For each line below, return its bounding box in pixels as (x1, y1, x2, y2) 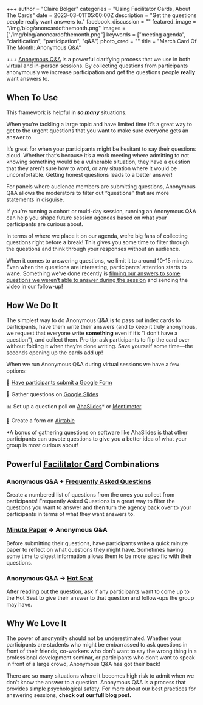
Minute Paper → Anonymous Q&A (6, 526, 108, 534)
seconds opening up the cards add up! (6, 349, 103, 356)
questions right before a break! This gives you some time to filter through (6, 238, 190, 246)
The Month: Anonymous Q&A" (6, 44, 81, 51)
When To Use (6, 92, 58, 103)
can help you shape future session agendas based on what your (6, 214, 167, 221)
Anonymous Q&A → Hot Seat (6, 574, 93, 582)
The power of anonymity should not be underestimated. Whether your (6, 634, 182, 642)
